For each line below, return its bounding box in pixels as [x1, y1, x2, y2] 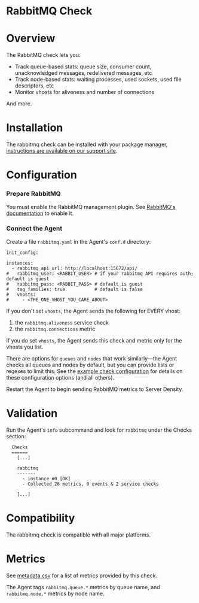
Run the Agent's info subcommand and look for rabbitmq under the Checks [6, 426, 192, 434]
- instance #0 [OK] [22, 475, 71, 481]
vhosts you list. [6, 343, 44, 350]
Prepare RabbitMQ [6, 190, 61, 198]
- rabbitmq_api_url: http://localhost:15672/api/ [11, 265, 137, 271]
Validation [6, 407, 58, 420]
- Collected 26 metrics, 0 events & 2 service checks [22, 481, 160, 487]
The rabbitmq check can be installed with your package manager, [6, 141, 168, 148]
